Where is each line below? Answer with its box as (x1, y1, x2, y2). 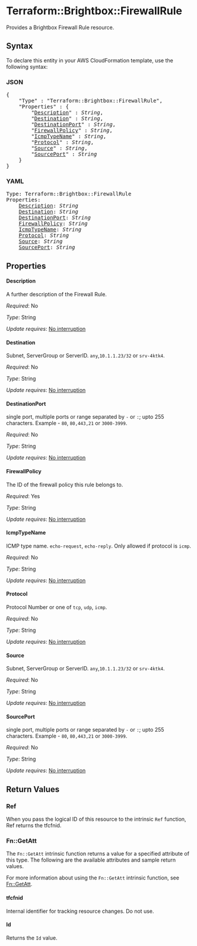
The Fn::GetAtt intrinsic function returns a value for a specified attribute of (6, 850, 190, 858)
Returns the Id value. (6, 934, 58, 941)
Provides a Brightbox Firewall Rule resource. (6, 24, 115, 31)
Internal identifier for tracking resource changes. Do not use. (6, 907, 154, 915)
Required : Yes (6, 492, 40, 499)
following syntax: (6, 63, 48, 70)
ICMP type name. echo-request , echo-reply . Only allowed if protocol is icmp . (6, 542, 192, 549)
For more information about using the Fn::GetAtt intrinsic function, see (6, 874, 180, 881)
